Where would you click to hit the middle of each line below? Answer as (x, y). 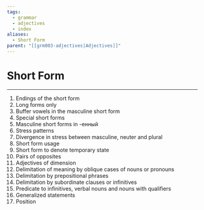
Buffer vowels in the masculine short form (68, 111)
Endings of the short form (48, 98)
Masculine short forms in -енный (57, 124)
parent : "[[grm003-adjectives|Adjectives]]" (64, 46)
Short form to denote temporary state (62, 150)
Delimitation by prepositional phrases (62, 175)
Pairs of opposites (38, 156)
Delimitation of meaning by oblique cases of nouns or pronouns (95, 169)
